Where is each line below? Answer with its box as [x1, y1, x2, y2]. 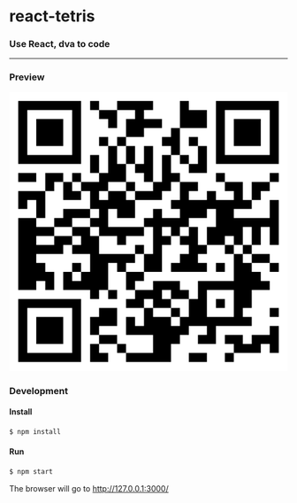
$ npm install [9, 427, 62, 436]
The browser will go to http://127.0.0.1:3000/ [9, 483, 170, 493]
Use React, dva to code [9, 38, 110, 50]
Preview [9, 71, 45, 83]
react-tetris [9, 6, 95, 27]
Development [9, 384, 69, 397]
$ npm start [9, 467, 53, 476]
